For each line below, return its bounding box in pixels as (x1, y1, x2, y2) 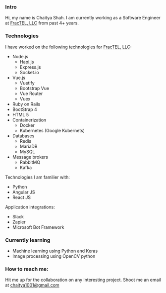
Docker (19, 122, 35, 128)
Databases (12, 133, 35, 139)
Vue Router (19, 91, 43, 97)
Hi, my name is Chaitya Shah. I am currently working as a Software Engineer (5, 15, 161, 21)
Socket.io (19, 69, 39, 75)
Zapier (12, 219, 26, 225)
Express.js (19, 64, 41, 70)
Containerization (12, 117, 47, 123)
